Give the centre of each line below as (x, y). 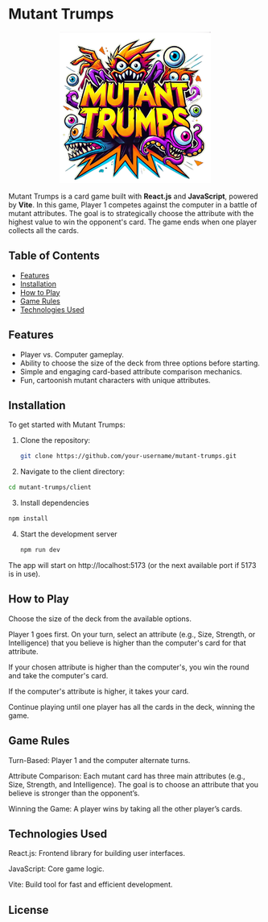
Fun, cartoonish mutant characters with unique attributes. (115, 380)
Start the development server (69, 534)
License (29, 909)
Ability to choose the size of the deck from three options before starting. (140, 363)
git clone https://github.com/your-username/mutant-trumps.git (128, 457)
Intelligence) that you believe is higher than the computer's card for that (128, 643)
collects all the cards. (43, 230)
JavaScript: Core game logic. (56, 869)
